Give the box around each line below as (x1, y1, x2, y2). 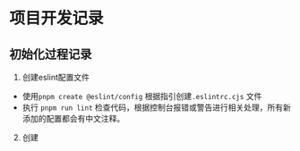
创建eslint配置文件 (21, 72, 90, 82)
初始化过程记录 (9, 46, 92, 62)
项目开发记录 (9, 8, 105, 29)
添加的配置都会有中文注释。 (21, 113, 125, 123)
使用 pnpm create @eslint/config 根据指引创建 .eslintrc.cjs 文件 (21, 91, 262, 101)
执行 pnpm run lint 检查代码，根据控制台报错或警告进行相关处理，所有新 (21, 102, 291, 113)
